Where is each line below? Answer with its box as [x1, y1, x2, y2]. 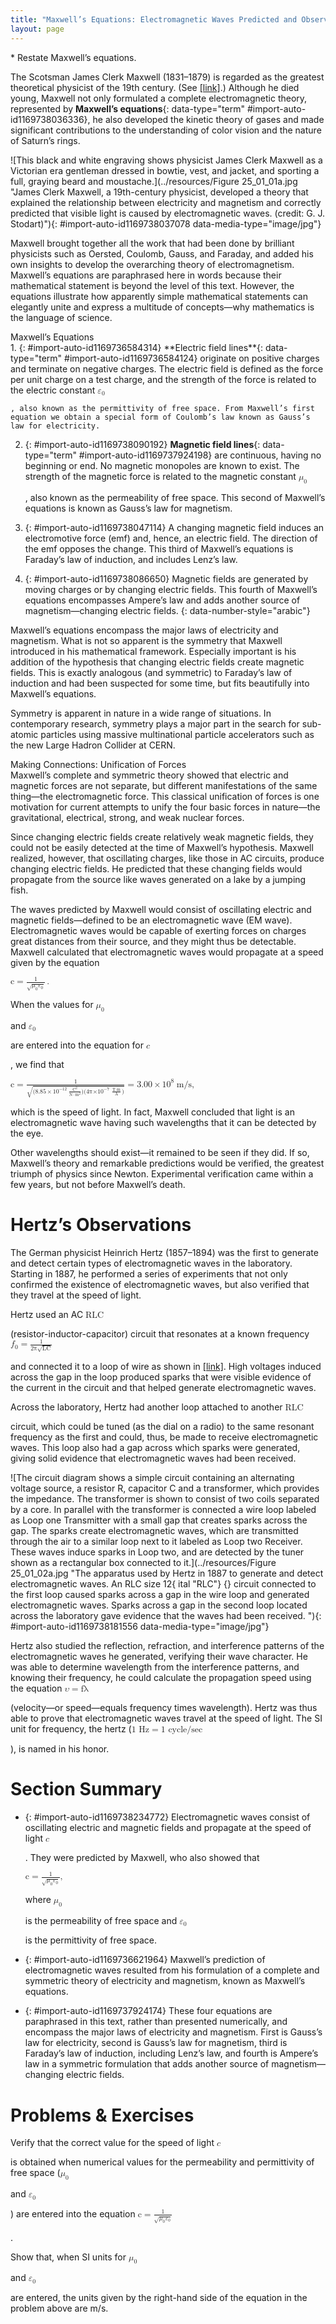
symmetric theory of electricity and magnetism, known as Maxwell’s [24, 1975, 306, 1987]
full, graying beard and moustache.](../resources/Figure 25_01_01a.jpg [10, 175, 298, 187]
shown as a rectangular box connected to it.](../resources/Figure [10, 1556, 277, 1568]
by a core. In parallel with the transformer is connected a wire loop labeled [10, 1503, 317, 1515]
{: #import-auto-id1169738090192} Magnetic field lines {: [24, 438, 261, 450]
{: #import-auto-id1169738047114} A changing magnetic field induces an [24, 521, 325, 533]
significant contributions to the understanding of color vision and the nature [10, 124, 322, 136]
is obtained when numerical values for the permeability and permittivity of [10, 2156, 315, 2168]
